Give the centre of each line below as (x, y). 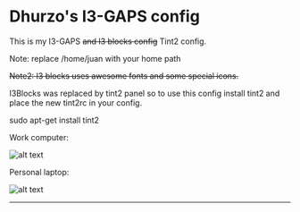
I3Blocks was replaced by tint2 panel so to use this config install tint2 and (145, 93)
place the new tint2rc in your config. (76, 102)
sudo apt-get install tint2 (54, 120)
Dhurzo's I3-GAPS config (105, 17)
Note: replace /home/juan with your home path (95, 58)
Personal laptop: (39, 172)
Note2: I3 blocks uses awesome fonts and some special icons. (124, 76)
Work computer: (39, 137)
